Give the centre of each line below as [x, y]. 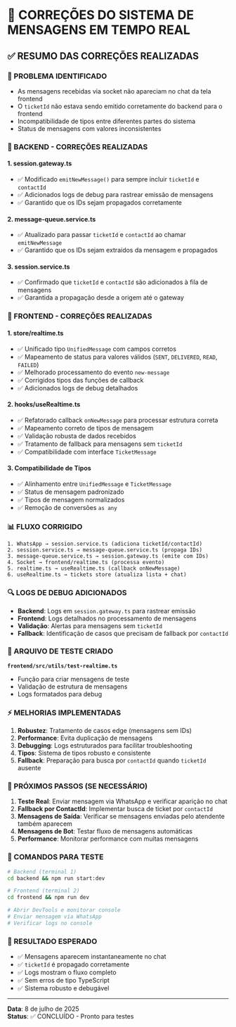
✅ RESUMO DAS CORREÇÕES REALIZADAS [103, 56]
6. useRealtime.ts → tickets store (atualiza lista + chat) [97, 575]
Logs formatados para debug [60, 694]
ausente [29, 768]
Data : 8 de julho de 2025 [43, 1009]
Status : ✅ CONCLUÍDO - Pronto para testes [71, 1016]
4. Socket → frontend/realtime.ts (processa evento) [86, 563]
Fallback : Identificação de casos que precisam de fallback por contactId [123, 633]
